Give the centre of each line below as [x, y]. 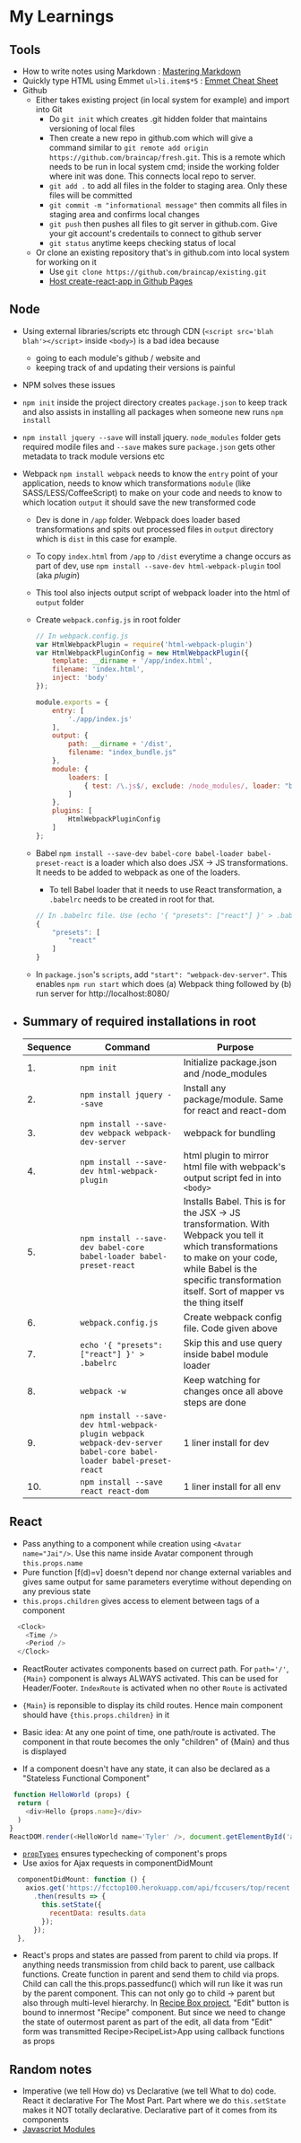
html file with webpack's [235, 1167]
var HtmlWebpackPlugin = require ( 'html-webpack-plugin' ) [144, 644]
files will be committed [90, 195]
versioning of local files [92, 128]
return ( [34, 1803]
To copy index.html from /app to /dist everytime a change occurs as [163, 556]
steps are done [215, 1402]
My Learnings [62, 17]
